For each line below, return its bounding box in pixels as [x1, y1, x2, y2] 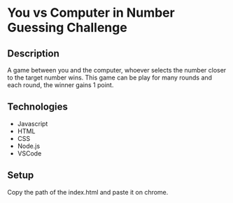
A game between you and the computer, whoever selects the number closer [7, 66, 227, 74]
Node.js [17, 142, 41, 150]
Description [7, 47, 59, 59]
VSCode [17, 149, 42, 158]
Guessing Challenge [7, 20, 127, 36]
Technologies [7, 101, 69, 113]
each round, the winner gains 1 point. [7, 81, 114, 89]
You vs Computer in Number [7, 5, 175, 21]
